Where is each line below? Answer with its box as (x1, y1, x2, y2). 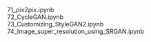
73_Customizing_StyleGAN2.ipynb (7, 20, 104, 28)
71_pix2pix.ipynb (7, 6, 54, 14)
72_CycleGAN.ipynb (7, 13, 64, 21)
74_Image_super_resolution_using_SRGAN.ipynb (7, 27, 145, 35)
